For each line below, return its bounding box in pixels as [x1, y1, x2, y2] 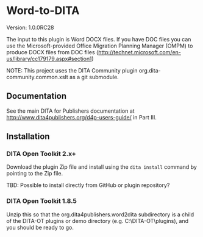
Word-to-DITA [6, 4, 80, 18]
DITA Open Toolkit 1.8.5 [6, 197, 77, 205]
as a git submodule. [69, 73, 119, 80]
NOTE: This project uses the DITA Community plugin [6, 66, 138, 74]
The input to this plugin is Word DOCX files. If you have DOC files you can [6, 35, 191, 43]
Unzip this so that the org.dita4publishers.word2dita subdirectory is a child [6, 211, 194, 218]
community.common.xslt [6, 73, 68, 80]
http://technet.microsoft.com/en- [98, 48, 182, 55]
